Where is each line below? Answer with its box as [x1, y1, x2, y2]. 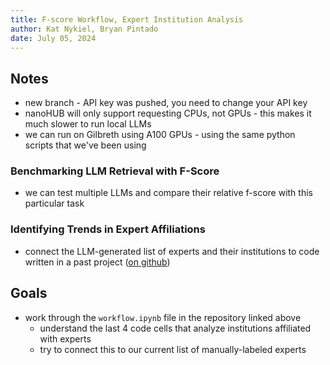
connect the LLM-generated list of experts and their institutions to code [24, 245, 320, 257]
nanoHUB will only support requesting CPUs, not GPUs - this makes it [24, 107, 312, 120]
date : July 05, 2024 [10, 33, 97, 43]
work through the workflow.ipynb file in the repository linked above [24, 311, 302, 323]
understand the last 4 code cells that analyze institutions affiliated [39, 322, 312, 334]
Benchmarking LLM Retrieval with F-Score [10, 164, 220, 178]
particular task [24, 197, 85, 210]
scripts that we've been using [24, 139, 147, 151]
